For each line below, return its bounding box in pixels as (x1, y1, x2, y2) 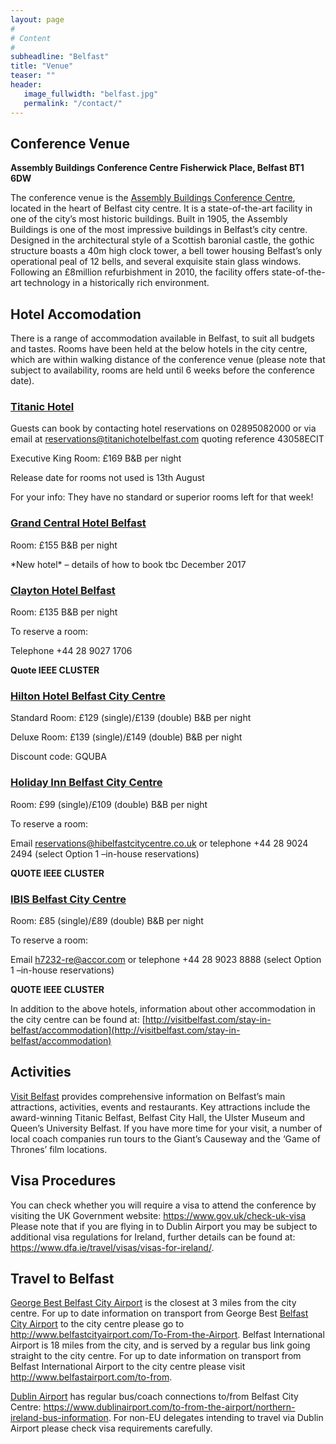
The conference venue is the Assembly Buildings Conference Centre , (10, 192, 296, 204)
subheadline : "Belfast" (10, 52, 110, 62)
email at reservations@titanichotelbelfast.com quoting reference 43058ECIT (10, 433, 325, 445)
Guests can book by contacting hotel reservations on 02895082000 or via (10, 422, 317, 435)
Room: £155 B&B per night (10, 539, 118, 551)
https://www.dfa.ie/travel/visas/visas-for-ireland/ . (10, 1241, 215, 1253)
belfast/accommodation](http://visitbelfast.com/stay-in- (10, 1024, 241, 1036)
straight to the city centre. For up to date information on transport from (10, 1350, 302, 1362)
